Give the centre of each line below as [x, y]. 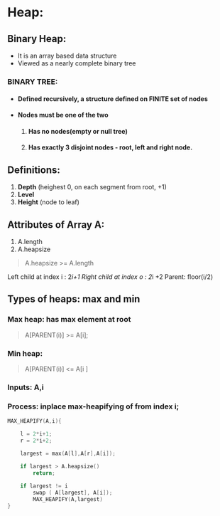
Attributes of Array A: [56, 225]
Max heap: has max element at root [69, 320]
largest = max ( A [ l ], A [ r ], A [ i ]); [68, 453]
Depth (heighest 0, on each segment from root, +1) [92, 187]
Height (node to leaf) [49, 202]
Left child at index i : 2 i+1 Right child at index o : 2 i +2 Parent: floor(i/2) [110, 277]
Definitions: [34, 170]
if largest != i [44, 486]
